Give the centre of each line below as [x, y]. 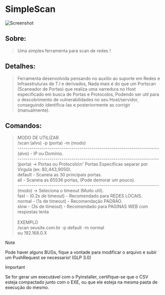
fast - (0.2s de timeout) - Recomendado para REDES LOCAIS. [80, 196]
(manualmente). [33, 110]
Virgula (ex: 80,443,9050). [44, 169]
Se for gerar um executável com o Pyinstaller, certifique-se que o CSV [77, 277]
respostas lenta [33, 212]
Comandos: [24, 126]
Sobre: [16, 39]
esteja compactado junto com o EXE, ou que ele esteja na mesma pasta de [81, 282]
